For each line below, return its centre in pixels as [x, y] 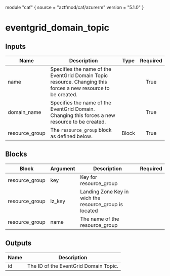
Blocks [16, 154]
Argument [63, 168]
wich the [90, 198]
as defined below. [71, 136]
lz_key [58, 201]
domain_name [25, 112]
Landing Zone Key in [104, 191]
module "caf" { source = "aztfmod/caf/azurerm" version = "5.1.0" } [75, 7]
